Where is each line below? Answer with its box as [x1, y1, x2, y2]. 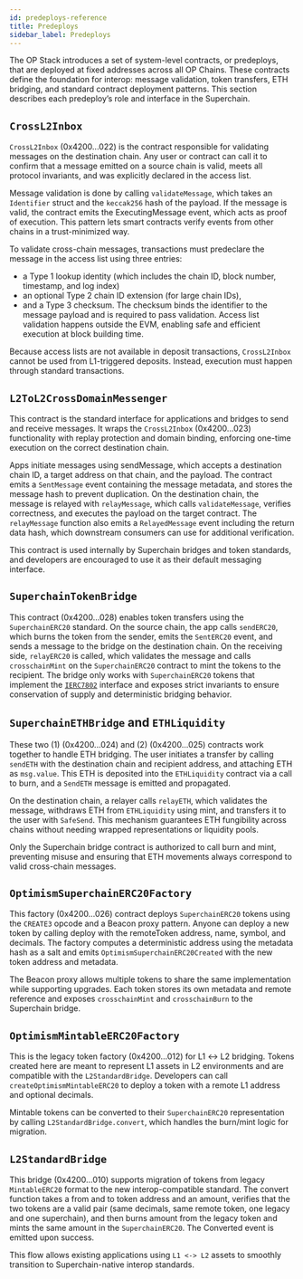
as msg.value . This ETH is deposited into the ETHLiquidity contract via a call [9, 768, 292, 778]
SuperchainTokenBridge [9, 590, 137, 603]
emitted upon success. [9, 1232, 95, 1243]
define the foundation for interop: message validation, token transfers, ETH [9, 74, 289, 85]
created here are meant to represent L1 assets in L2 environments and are [9, 1061, 285, 1072]
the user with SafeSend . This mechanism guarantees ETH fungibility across [9, 814, 287, 825]
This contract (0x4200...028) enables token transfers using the [9, 612, 244, 623]
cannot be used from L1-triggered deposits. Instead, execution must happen [9, 356, 293, 367]
